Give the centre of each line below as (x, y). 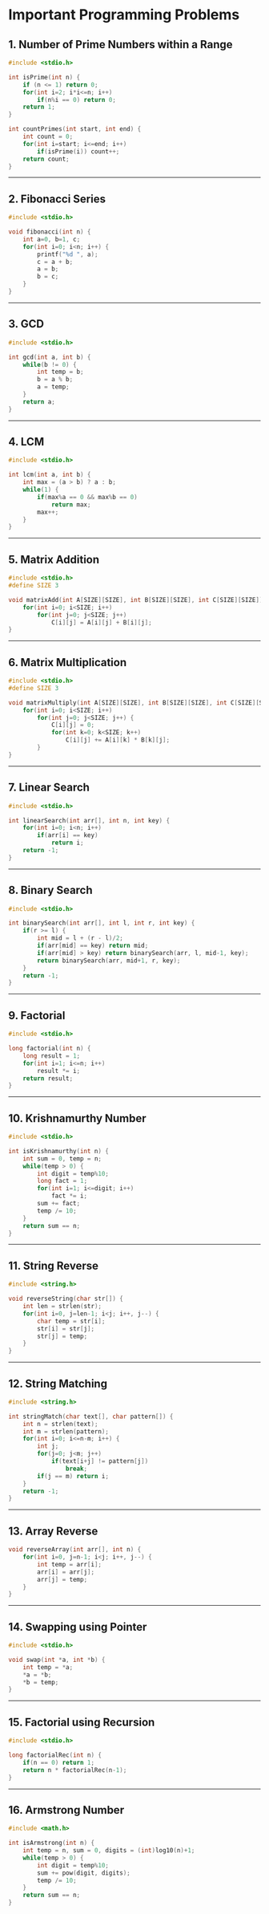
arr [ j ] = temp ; (62, 1579)
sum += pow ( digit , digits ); (84, 1873)
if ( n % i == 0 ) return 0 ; (76, 100)
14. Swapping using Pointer (78, 1627)
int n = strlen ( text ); (60, 1424)
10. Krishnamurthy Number (77, 1118)
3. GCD (26, 324)
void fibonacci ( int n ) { (50, 232)
